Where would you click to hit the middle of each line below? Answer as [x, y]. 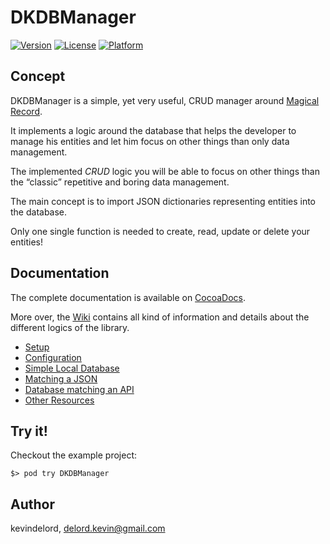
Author [32, 504]
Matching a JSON [61, 378]
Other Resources [59, 400]
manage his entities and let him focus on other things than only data [150, 141]
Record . [26, 111]
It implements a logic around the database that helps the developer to [153, 130]
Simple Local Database [72, 368]
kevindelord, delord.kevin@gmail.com [88, 528]
